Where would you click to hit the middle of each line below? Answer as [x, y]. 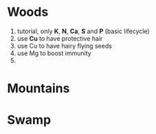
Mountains [38, 89]
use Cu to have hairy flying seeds [64, 46]
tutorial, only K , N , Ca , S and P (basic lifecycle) [83, 31]
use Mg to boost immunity [54, 53]
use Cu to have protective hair [60, 38]
